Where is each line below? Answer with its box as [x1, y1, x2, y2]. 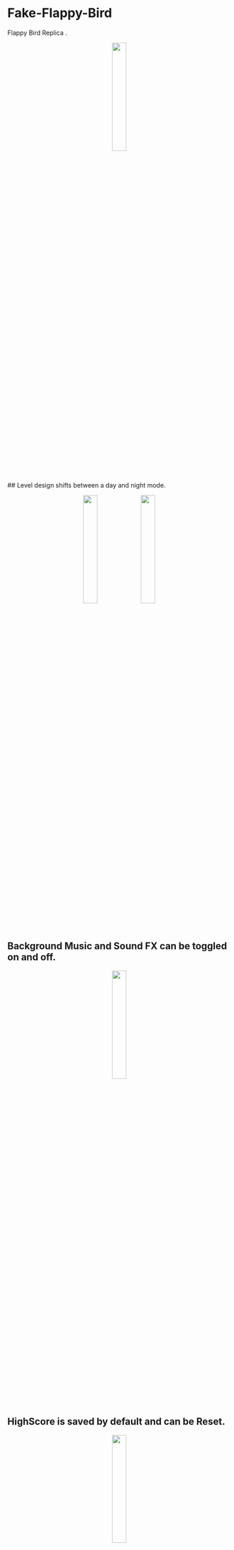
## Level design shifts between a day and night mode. [7, 480, 166, 489]
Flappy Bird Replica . [7, 28, 67, 37]
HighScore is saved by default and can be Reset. [7, 1416, 225, 1428]
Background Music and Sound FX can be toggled [7, 940, 228, 952]
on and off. [7, 951, 56, 963]
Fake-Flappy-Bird [7, 5, 113, 21]
